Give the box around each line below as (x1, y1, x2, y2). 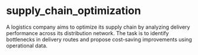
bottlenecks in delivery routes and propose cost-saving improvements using (6, 36, 193, 43)
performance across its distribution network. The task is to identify (6, 29, 169, 36)
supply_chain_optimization (6, 4, 141, 18)
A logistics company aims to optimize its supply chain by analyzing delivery (6, 23, 190, 30)
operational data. (6, 42, 48, 49)
